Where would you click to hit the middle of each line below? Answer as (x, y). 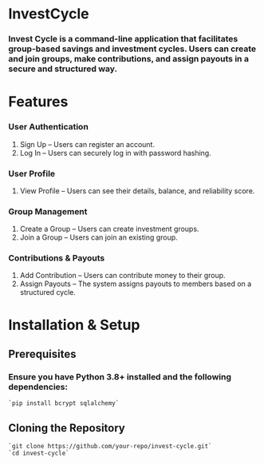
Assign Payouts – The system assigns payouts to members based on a (136, 284)
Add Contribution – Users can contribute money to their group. (122, 276)
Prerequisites (42, 354)
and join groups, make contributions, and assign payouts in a (129, 59)
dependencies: (38, 387)
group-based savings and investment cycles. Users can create (132, 49)
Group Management (48, 211)
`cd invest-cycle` (39, 453)
